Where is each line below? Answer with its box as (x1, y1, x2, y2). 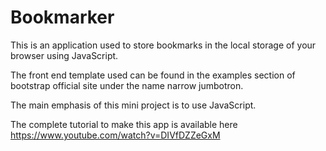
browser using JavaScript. (10, 49, 119, 61)
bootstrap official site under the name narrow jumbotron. (10, 79, 244, 91)
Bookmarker (10, 6, 115, 29)
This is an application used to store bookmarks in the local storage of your (10, 39, 317, 51)
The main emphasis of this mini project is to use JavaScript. (10, 99, 257, 111)
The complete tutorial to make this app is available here (10, 118, 238, 130)
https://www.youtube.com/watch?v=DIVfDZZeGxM (10, 129, 221, 141)
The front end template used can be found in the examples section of (10, 69, 296, 81)
